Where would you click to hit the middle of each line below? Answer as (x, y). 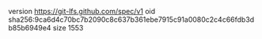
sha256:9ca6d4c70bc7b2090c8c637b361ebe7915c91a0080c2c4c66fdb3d (131, 19)
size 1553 (68, 28)
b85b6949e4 (30, 28)
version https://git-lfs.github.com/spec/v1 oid (82, 11)
